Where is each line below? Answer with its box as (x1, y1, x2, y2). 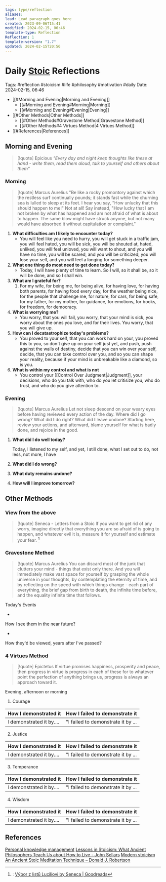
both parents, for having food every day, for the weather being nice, (19, 288, 158, 294)
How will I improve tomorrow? (12, 480, 75, 486)
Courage (12, 698, 31, 704)
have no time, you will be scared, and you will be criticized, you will (19, 251, 157, 257)
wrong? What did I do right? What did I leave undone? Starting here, (17, 416, 156, 422)
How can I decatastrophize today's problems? (12, 330, 109, 336)
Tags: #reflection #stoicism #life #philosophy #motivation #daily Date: (5, 81, 148, 87)
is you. (19, 361, 34, 367)
